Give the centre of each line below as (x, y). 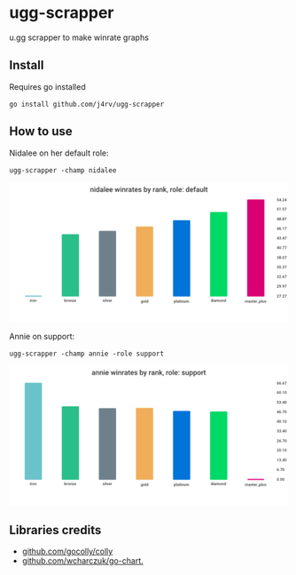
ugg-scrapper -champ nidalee (63, 170)
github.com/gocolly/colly (67, 551)
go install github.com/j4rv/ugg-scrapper (87, 104)
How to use (41, 132)
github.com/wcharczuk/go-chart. (82, 561)
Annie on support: (42, 336)
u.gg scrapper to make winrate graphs (79, 37)
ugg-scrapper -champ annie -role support (87, 354)
